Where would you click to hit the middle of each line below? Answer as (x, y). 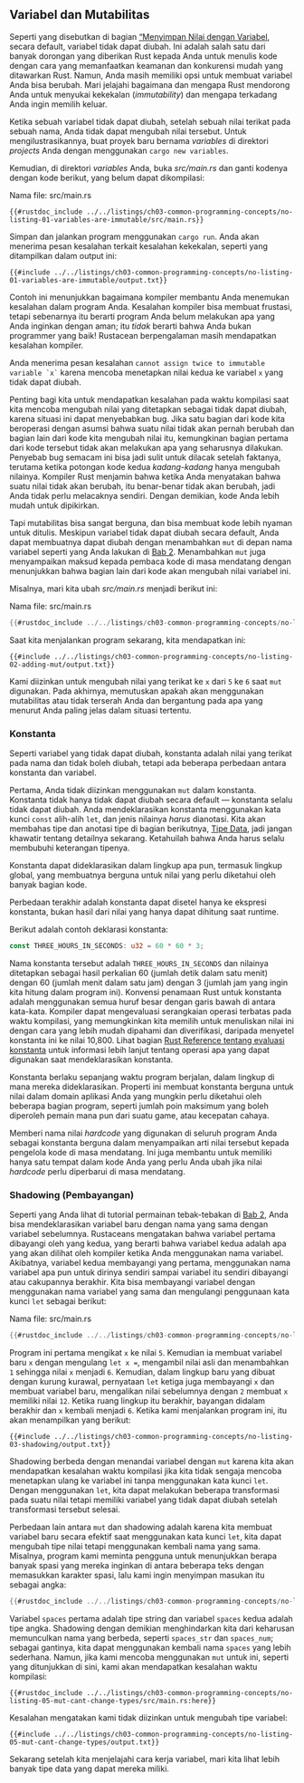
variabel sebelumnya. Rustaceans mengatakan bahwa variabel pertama (142, 1234)
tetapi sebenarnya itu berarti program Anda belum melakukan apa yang (142, 316)
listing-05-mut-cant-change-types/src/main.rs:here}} (113, 1701)
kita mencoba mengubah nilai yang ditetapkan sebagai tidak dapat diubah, (148, 409)
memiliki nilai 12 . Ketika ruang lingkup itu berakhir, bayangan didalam (137, 1401)
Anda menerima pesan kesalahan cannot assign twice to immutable (137, 362)
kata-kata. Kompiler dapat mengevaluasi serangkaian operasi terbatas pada (151, 1011)
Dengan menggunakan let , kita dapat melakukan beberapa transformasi (145, 1491)
